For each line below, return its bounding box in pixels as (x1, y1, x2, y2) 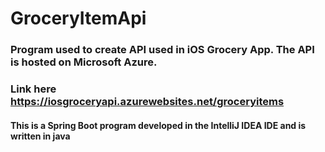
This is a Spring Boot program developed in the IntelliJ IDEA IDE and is (10, 119, 307, 131)
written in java (10, 130, 71, 142)
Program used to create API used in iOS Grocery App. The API (10, 43, 315, 57)
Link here (10, 82, 57, 96)
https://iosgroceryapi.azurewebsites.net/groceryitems (10, 95, 285, 109)
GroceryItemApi (10, 7, 147, 30)
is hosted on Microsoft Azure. (10, 55, 158, 69)
